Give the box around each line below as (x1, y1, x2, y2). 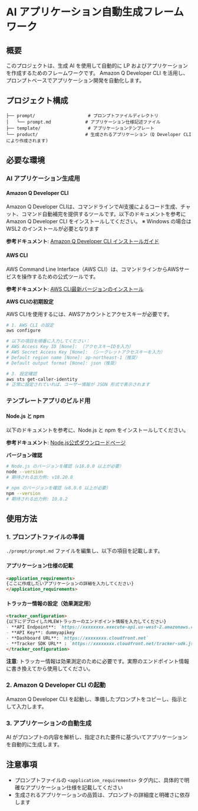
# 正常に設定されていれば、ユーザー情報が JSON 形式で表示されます (6, 382, 150, 388)
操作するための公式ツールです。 (21, 273, 99, 280)
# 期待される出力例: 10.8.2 (6, 496, 68, 502)
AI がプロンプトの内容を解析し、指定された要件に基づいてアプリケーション (6, 734, 188, 741)
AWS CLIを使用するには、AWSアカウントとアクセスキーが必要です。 (6, 310, 173, 317)
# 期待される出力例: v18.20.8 (6, 475, 74, 481)
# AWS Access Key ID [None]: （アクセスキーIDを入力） (6, 344, 134, 350)
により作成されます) (6, 138, 48, 144)
